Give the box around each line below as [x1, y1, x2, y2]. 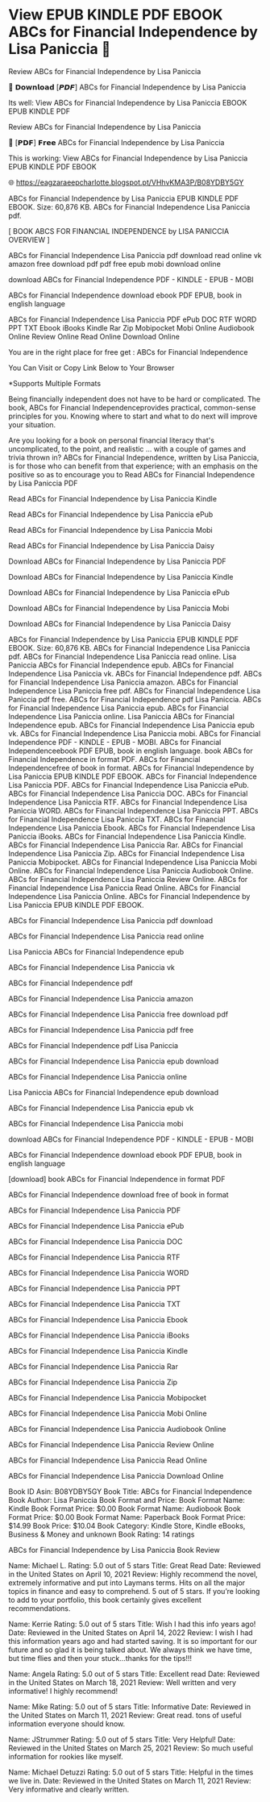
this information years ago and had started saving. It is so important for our [8, 1636, 258, 1646]
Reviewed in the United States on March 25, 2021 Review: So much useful [8, 1743, 254, 1753]
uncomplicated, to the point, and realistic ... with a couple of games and [8, 443, 247, 453]
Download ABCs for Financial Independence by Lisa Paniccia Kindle [8, 572, 234, 581]
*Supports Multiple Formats [8, 378, 102, 388]
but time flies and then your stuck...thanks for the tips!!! [8, 1653, 192, 1663]
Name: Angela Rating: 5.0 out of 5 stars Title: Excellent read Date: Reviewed [8, 1669, 260, 1679]
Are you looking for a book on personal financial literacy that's [8, 435, 215, 445]
